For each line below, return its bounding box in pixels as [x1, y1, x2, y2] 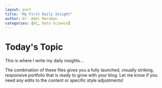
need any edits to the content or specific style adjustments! [5, 77, 124, 83]
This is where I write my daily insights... [5, 58, 84, 64]
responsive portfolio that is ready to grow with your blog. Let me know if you [5, 72, 158, 78]
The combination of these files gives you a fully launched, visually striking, [5, 67, 154, 73]
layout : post [5, 7, 32, 12]
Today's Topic [5, 42, 63, 53]
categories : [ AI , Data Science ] [5, 20, 70, 26]
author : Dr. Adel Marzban [5, 16, 57, 21]
